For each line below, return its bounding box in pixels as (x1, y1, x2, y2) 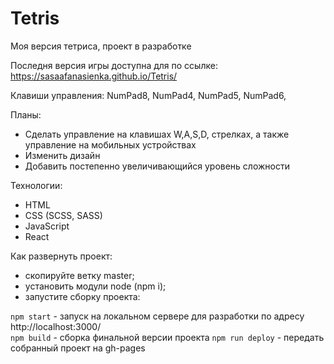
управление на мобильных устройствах (24, 138, 197, 151)
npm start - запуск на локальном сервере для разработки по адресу (10, 310, 305, 322)
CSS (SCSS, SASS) (24, 209, 103, 221)
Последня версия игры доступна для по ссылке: (10, 59, 218, 71)
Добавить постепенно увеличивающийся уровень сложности (24, 160, 290, 172)
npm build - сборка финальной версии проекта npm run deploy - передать (10, 331, 325, 343)
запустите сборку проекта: (24, 290, 141, 302)
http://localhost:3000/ (10, 320, 102, 332)
